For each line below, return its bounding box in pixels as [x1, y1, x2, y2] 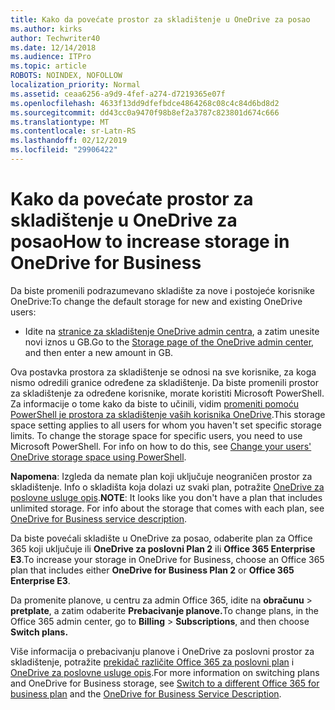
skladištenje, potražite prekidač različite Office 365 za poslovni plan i [10, 656, 295, 668]
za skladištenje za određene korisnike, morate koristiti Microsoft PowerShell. [10, 387, 325, 399]
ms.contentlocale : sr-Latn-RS [10, 126, 137, 136]
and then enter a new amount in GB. [24, 346, 174, 358]
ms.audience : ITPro [10, 52, 92, 62]
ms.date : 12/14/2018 [10, 42, 97, 53]
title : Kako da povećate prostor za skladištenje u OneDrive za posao [10, 14, 311, 25]
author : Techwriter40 [10, 33, 101, 43]
